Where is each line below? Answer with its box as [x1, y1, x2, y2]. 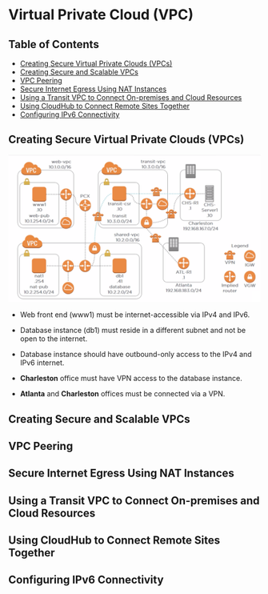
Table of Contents [8, 38, 100, 51]
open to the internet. [19, 334, 88, 343]
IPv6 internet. [19, 358, 65, 367]
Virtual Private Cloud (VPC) [8, 6, 194, 24]
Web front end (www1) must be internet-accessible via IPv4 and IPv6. [19, 310, 250, 319]
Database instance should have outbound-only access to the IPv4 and [19, 350, 252, 359]
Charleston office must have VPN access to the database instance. [19, 374, 242, 383]
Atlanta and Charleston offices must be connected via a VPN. [19, 389, 226, 399]
